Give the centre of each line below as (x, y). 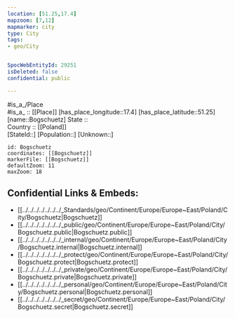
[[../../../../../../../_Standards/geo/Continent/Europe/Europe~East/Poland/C (122, 210)
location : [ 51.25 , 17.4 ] (42, 14)
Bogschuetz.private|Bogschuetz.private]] (77, 277)
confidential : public (39, 78)
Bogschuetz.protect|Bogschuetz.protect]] (78, 262)
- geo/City (23, 46)
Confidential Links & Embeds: (73, 193)
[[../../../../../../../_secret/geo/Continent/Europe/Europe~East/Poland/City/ (121, 300)
